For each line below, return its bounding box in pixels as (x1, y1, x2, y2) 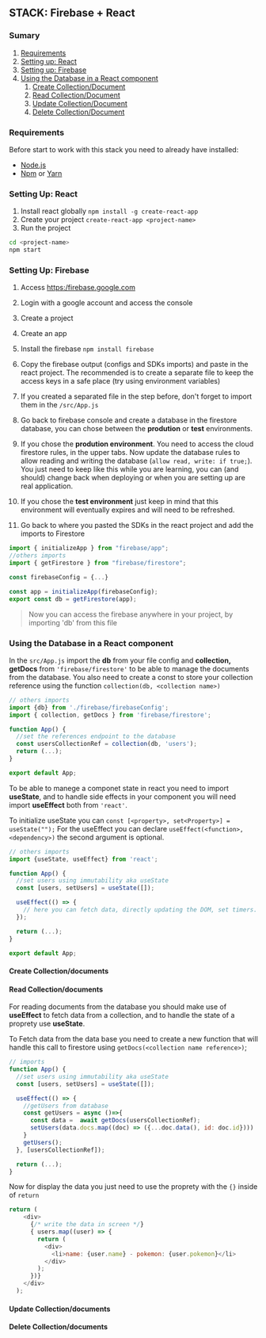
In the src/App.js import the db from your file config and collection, (9, 656, 231, 665)
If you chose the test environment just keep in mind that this (20, 497, 218, 507)
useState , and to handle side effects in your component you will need (9, 792, 237, 801)
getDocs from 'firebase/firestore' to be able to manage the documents (9, 663, 249, 673)
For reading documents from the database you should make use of (9, 1002, 227, 1011)
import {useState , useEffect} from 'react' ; (9, 855, 158, 863)
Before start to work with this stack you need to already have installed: (9, 144, 239, 154)
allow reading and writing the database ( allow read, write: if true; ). (20, 456, 253, 466)
